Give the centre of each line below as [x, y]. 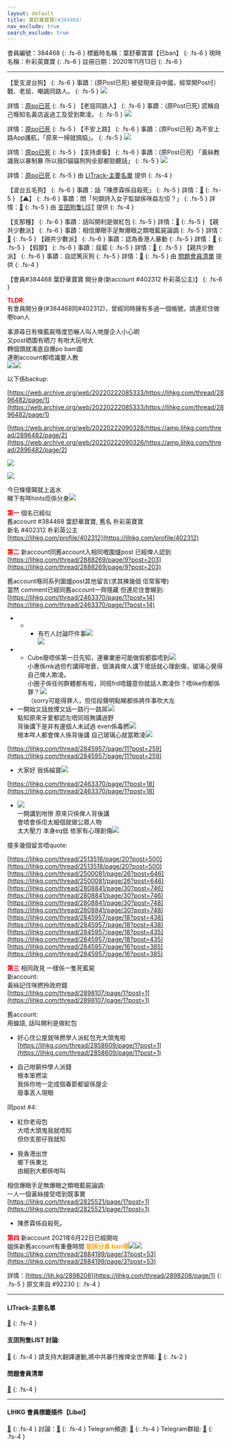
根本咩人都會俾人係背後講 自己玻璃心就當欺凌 [81, 735]
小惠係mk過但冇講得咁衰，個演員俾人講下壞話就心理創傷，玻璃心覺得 [125, 666]
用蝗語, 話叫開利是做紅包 [42, 1023]
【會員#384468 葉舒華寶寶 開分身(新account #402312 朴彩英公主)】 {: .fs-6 [115, 280]
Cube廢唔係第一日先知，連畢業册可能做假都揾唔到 [98, 658]
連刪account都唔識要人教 [43, 357]
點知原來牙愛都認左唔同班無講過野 [65, 718]
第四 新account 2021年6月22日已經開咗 [63, 1238]
